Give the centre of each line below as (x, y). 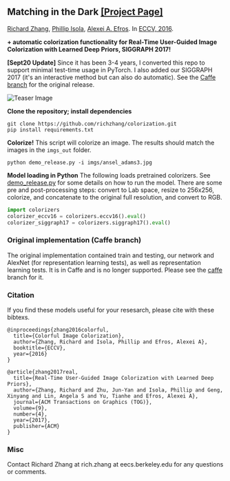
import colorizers (33, 210)
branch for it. (25, 277)
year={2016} (31, 354)
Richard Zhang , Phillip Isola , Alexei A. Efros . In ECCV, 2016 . (91, 28)
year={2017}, (32, 420)
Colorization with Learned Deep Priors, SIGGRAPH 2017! (89, 49)
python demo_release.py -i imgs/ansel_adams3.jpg (80, 162)
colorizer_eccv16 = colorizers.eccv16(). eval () (77, 216)
